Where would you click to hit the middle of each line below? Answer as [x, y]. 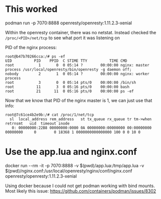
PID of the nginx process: [31, 47]
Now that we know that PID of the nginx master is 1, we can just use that [79, 100]
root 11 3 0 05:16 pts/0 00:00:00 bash [67, 87]
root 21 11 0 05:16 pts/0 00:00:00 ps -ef [70, 91]
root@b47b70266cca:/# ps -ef [35, 56]
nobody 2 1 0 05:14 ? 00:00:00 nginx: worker [77, 74]
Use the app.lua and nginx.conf [71, 152]
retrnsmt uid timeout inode [37, 123]
